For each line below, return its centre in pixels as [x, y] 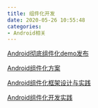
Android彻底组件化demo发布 [48, 53]
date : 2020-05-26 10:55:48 [46, 20]
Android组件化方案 [34, 68]
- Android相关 [27, 33]
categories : [24, 26]
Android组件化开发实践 [40, 98]
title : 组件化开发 [31, 13]
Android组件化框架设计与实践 [49, 83]
